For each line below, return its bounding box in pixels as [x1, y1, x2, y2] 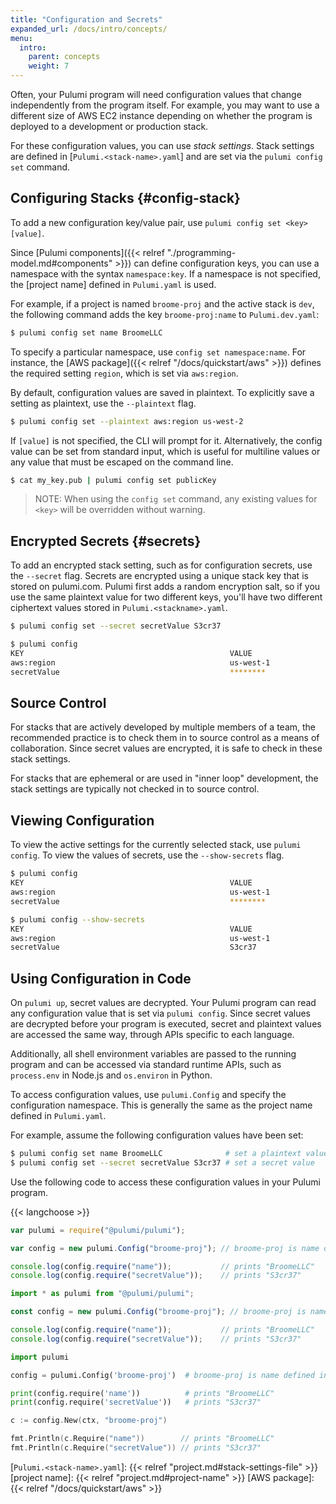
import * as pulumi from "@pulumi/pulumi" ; [10, 1289, 195, 1299]
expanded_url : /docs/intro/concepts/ [10, 24, 168, 34]
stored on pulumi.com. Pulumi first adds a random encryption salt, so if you [10, 581, 321, 593]
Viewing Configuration [10, 812, 155, 829]
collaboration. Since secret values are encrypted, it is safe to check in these [10, 742, 323, 755]
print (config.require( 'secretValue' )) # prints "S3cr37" [10, 1397, 262, 1408]
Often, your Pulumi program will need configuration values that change [10, 89, 302, 100]
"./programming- [166, 246, 237, 258]
